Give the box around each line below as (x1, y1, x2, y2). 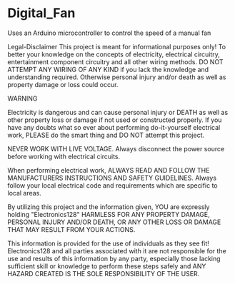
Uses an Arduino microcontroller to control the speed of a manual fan (7, 29, 211, 37)
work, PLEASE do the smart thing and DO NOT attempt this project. (7, 131, 205, 139)
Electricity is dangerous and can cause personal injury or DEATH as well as (7, 108, 229, 116)
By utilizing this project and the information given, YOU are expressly (7, 202, 210, 211)
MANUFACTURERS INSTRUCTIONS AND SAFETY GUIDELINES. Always (7, 173, 216, 182)
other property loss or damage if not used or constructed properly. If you (7, 116, 222, 124)
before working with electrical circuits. (7, 152, 121, 161)
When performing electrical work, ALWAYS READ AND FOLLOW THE (7, 166, 210, 174)
